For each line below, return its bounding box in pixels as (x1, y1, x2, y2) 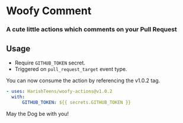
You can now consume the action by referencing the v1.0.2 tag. (6, 77, 160, 84)
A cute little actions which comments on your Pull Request (6, 25, 178, 34)
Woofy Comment (6, 4, 92, 18)
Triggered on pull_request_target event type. (14, 65, 127, 72)
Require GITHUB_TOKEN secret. (14, 59, 86, 66)
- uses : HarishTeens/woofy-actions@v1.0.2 (6, 88, 113, 94)
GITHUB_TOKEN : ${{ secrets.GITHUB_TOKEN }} (21, 99, 131, 105)
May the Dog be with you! (6, 110, 69, 117)
